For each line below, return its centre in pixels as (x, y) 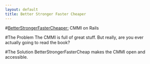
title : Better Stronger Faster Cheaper (46, 14)
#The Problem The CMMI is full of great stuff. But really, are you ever (74, 37)
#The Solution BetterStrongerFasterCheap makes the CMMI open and (75, 52)
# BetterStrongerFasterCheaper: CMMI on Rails (52, 28)
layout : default (21, 9)
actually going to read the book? (38, 42)
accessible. (17, 57)
